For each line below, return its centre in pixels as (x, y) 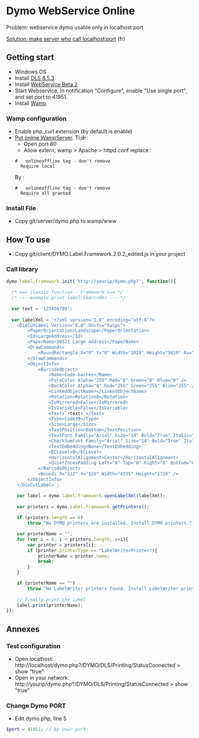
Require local (38, 166)
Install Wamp (31, 103)
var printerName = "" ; (45, 534)
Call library (22, 269)
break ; (46, 561)
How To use (28, 240)
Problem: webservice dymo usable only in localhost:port (75, 27)
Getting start (30, 57)
